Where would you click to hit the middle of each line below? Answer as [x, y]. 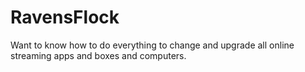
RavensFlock [65, 17]
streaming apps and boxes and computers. [98, 55]
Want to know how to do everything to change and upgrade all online [152, 45]
